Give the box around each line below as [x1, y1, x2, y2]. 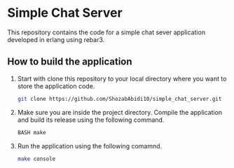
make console [17, 155, 56, 162]
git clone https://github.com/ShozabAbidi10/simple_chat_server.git [17, 95, 222, 102]
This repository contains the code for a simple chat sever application [7, 28, 205, 36]
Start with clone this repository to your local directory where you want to [17, 74, 227, 83]
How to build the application [7, 56, 132, 68]
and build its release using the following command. [17, 115, 165, 124]
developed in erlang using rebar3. [7, 35, 105, 43]
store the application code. [17, 82, 95, 90]
